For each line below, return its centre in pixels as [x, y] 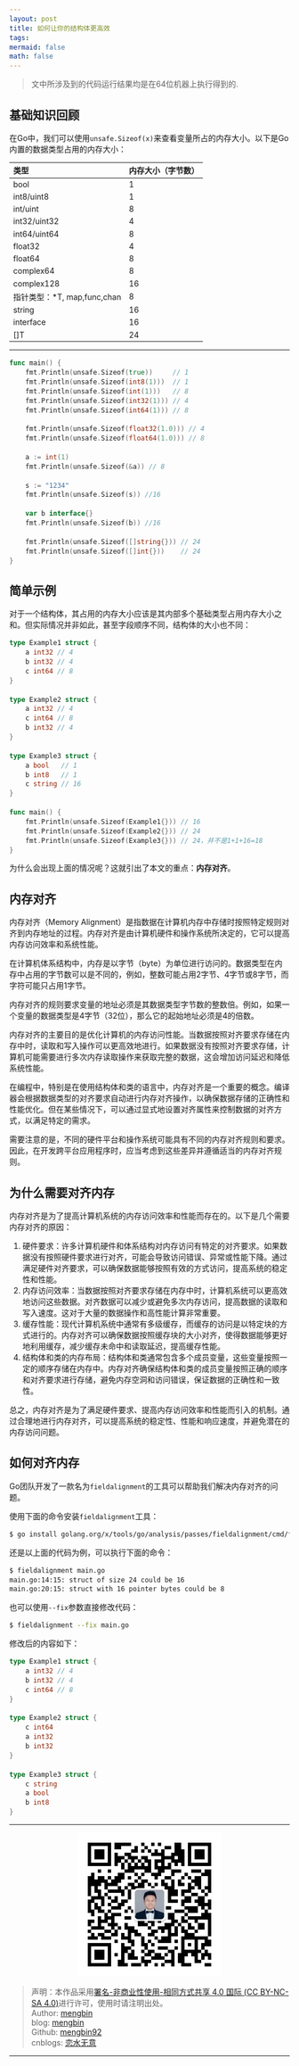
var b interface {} [59, 514]
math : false [31, 57]
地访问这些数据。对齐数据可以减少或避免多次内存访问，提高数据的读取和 [154, 1302]
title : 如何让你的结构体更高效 [60, 28]
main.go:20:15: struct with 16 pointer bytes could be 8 [117, 1589]
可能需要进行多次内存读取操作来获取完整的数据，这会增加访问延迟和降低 [157, 1057]
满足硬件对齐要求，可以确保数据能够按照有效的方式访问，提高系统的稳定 [154, 1268]
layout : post [33, 19]
